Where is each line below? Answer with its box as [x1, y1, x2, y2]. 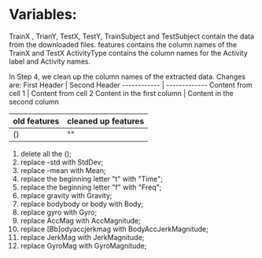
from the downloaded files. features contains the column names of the [9, 39, 238, 49]
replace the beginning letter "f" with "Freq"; [20, 182, 162, 192]
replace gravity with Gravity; [20, 190, 113, 200]
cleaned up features [66, 116, 145, 127]
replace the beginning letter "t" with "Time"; [20, 174, 164, 183]
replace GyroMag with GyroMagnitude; [20, 241, 147, 250]
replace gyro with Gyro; [20, 207, 98, 217]
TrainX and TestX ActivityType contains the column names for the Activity [9, 48, 249, 57]
